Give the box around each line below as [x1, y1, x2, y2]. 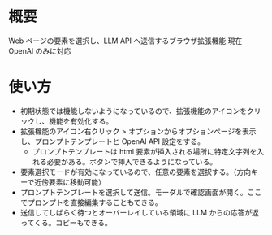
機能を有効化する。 [48, 115, 114, 126]
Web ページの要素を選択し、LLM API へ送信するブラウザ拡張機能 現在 [8, 36, 243, 46]
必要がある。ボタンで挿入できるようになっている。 [46, 156, 218, 167]
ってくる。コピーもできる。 [19, 217, 112, 228]
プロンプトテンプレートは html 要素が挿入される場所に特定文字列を [32, 146, 257, 156]
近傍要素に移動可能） [33, 176, 106, 187]
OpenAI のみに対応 [8, 46, 71, 55]
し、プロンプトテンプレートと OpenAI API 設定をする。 [19, 136, 205, 146]
